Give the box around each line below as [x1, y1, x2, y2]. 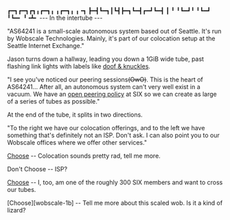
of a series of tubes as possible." [7, 97, 100, 106]
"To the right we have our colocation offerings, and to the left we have [7, 124, 205, 132]
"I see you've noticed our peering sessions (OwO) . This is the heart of [7, 75, 204, 84]
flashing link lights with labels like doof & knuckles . [7, 62, 151, 70]
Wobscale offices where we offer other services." [7, 138, 148, 147]
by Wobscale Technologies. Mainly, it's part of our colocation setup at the [7, 34, 216, 42]
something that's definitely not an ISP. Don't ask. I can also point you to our [7, 131, 220, 139]
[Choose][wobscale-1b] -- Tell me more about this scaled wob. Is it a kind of [7, 199, 223, 207]
